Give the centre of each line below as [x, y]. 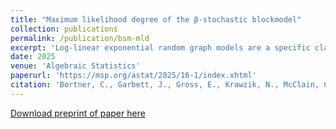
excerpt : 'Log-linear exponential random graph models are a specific [160, 47]
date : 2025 [33, 57]
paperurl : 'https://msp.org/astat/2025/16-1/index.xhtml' [133, 76]
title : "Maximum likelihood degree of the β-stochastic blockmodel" [156, 19]
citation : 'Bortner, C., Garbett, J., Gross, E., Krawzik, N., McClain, [165, 85]
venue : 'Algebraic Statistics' [75, 66]
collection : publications [64, 29]
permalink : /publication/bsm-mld [80, 38]
